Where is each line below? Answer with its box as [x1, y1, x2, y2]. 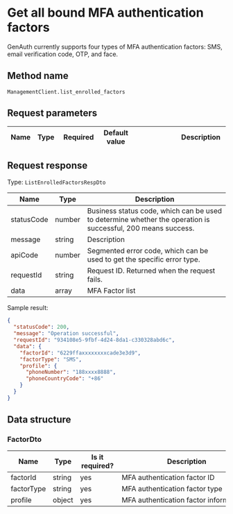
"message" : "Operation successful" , [13, 330, 119, 337]
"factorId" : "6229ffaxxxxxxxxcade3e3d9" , [19, 349, 141, 357]
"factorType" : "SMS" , [19, 356, 82, 363]
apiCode [10, 250, 39, 260]
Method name [7, 70, 69, 82]
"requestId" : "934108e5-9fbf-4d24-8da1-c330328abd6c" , [13, 336, 175, 343]
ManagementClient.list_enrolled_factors [7, 88, 126, 95]
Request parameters [7, 108, 98, 119]
